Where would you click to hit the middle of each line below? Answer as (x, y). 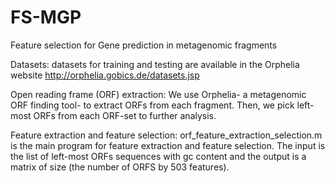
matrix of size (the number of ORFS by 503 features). (120, 167)
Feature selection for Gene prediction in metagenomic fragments (144, 45)
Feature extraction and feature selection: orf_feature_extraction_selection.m (166, 135)
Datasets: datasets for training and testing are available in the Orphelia (155, 64)
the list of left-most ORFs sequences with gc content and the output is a (158, 156)
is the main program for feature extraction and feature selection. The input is (168, 145)
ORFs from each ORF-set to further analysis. (125, 115)
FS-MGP (46, 17)
